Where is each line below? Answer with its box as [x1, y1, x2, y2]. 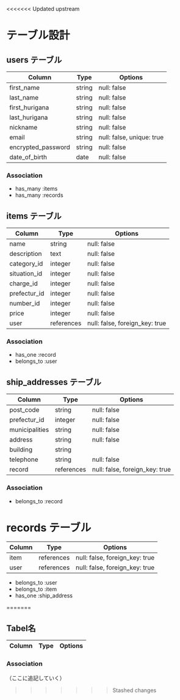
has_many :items [15, 185, 58, 192]
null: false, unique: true [98, 133, 164, 141]
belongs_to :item [15, 586, 57, 593]
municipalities [9, 426, 49, 434]
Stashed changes [112, 687, 157, 694]
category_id [9, 260, 43, 268]
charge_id [9, 279, 38, 288]
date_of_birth [9, 153, 48, 161]
